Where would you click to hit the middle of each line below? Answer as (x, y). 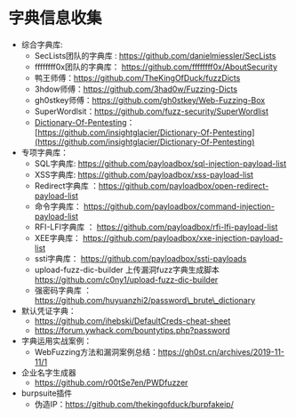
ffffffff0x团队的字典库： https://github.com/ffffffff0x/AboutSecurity (156, 67)
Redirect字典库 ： (67, 185)
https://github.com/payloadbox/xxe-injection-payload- (183, 237)
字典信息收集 (56, 18)
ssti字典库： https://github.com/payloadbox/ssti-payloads (140, 258)
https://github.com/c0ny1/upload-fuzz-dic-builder (126, 279)
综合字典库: (42, 44)
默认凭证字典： (48, 310)
